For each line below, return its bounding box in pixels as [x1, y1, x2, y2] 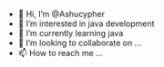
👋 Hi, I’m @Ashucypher [17, 9, 106, 19]
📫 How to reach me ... [17, 48, 103, 58]
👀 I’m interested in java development [17, 18, 155, 29]
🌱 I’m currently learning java [17, 28, 124, 38]
